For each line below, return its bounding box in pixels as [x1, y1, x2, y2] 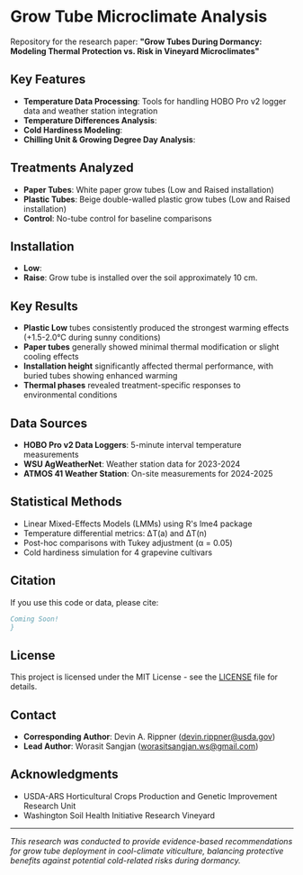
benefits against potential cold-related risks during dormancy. [10, 854, 241, 866]
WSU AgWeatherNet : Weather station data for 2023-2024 [22, 459, 241, 469]
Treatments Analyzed [10, 160, 134, 176]
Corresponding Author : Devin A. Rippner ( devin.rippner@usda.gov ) [22, 732, 276, 742]
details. [10, 681, 38, 692]
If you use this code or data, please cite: [10, 597, 159, 607]
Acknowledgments [10, 767, 120, 782]
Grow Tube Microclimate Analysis [10, 6, 268, 27]
